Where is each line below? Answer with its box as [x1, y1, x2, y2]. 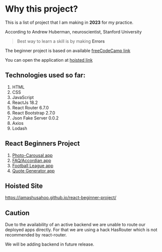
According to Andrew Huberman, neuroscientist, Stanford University [5, 29, 142, 34]
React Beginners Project [5, 139, 80, 148]
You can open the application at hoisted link [5, 57, 93, 63]
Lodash [12, 125, 28, 131]
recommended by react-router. [5, 232, 67, 238]
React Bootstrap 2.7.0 [12, 110, 55, 116]
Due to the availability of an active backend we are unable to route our [5, 222, 146, 228]
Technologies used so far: [5, 71, 86, 80]
